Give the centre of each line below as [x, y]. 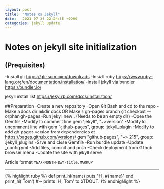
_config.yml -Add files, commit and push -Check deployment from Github [79, 148]
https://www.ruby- [134, 77]
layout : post [18, 9]
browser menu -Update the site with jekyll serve [53, 153]
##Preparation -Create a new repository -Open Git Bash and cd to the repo [81, 106]
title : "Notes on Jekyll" [32, 14]
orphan [12, 116]
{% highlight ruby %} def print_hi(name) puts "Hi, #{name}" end [69, 176]
